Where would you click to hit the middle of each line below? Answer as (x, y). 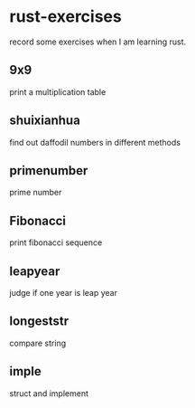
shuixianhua (45, 121)
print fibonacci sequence (56, 242)
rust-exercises (65, 17)
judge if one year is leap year (63, 293)
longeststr (39, 322)
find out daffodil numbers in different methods (95, 142)
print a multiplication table (58, 91)
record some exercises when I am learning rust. (98, 42)
